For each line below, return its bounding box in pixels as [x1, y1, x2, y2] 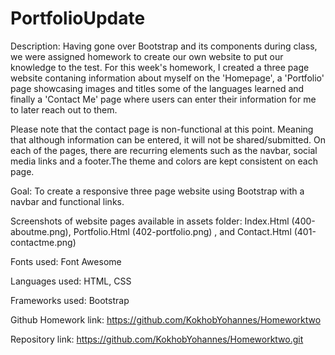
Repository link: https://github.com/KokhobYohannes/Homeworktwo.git [10, 333, 304, 345]
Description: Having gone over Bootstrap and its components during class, [10, 40, 318, 52]
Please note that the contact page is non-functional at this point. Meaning [10, 123, 314, 135]
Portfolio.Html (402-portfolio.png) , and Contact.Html [73, 225, 292, 237]
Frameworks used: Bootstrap [10, 294, 130, 306]
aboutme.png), [10, 225, 72, 237]
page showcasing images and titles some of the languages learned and [10, 82, 305, 94]
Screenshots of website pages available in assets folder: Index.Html [10, 215, 290, 227]
